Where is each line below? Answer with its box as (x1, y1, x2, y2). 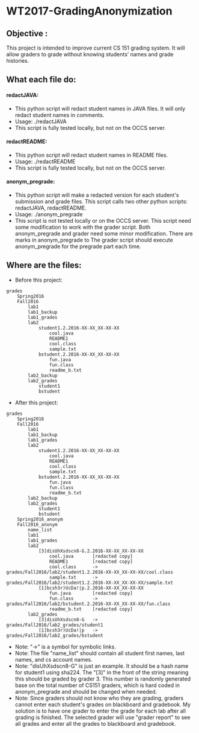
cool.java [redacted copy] (49, 553, 133, 559)
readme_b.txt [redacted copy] (49, 606, 133, 612)
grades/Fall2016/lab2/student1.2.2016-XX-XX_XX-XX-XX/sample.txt (6, 580, 173, 586)
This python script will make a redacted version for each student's (14, 191, 179, 199)
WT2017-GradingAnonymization (6, 4, 173, 18)
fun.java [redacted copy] (49, 590, 133, 596)
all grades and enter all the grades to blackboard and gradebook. (14, 720, 176, 727)
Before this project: (14, 276, 63, 283)
